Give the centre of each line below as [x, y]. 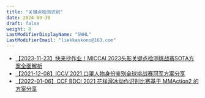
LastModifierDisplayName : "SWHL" [49, 35]
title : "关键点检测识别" [35, 12]
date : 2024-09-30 [28, 18]
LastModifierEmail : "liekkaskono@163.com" [61, 40]
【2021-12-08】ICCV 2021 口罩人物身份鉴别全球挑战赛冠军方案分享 [100, 73]
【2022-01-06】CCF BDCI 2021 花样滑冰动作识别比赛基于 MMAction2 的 [107, 81]
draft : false [23, 23]
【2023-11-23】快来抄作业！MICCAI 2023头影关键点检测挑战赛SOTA [102, 58]
